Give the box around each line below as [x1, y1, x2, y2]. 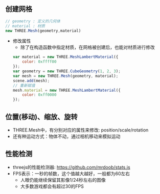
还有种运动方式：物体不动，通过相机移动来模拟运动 [12, 133, 121, 139]
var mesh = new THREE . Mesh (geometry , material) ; [12, 73, 119, 78]
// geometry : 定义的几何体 [5, 18, 60, 24]
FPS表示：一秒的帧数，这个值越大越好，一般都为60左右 [12, 170, 130, 177]
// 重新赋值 [12, 83, 35, 88]
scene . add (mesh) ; [12, 78, 50, 83]
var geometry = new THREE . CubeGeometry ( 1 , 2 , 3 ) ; [12, 69, 121, 74]
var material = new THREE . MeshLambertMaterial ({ [12, 54, 119, 60]
